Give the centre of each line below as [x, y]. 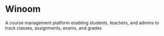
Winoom [23, 9]
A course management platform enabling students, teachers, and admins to [82, 23]
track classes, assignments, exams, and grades [54, 28]
